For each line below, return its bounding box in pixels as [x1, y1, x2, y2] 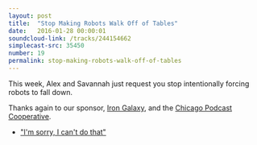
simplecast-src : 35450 [8, 42, 85, 50]
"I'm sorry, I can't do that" [19, 126, 106, 137]
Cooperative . [8, 111, 52, 121]
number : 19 [8, 49, 45, 57]
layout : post [8, 11, 52, 20]
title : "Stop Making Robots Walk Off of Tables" [8, 19, 179, 27]
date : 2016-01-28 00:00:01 [8, 27, 106, 35]
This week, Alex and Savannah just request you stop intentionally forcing [8, 78, 250, 89]
